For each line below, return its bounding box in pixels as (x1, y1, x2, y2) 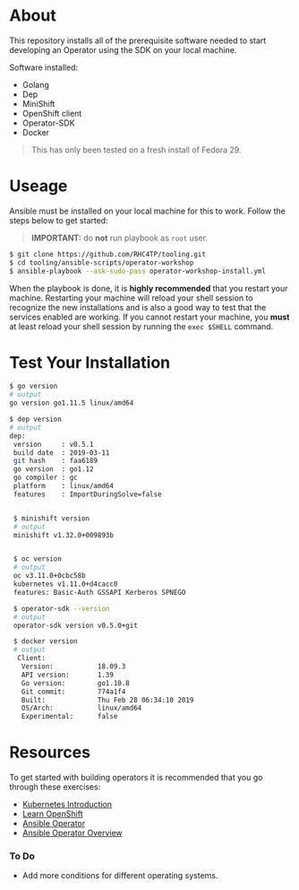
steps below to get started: (9, 214, 109, 225)
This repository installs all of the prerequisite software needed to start (9, 35, 267, 46)
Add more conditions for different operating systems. (21, 870, 218, 881)
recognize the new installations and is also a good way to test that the (9, 301, 267, 312)
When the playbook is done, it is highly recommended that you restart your (9, 283, 288, 293)
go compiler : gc (13, 473, 78, 483)
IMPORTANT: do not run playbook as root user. (30, 232, 209, 243)
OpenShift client (21, 108, 82, 118)
